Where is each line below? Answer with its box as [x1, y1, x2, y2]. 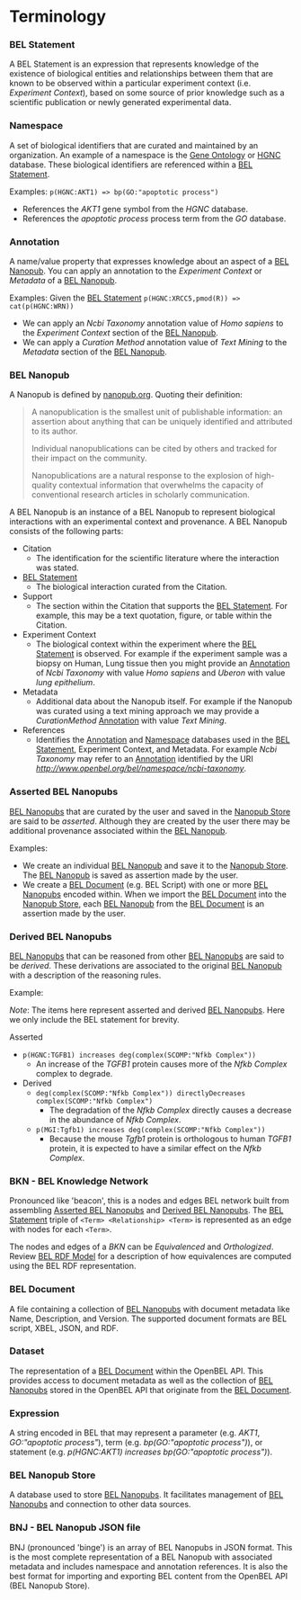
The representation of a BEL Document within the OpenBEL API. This [9, 1365, 263, 1376]
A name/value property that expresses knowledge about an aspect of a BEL [9, 256, 289, 267]
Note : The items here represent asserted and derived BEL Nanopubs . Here [9, 1005, 286, 1015]
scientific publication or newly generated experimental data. [9, 97, 232, 108]
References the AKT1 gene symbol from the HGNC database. [22, 203, 249, 214]
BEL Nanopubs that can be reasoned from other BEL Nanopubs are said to [9, 951, 285, 961]
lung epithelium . [35, 677, 96, 688]
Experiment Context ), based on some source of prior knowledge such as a [9, 87, 285, 98]
